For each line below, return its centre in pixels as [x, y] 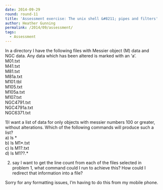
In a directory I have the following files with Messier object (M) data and [77, 50]
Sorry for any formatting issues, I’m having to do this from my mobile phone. [82, 182]
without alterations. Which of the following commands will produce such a [80, 127]
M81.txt [13, 71]
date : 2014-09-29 [23, 9]
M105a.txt [15, 92]
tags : [10, 32]
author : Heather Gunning [30, 23]
